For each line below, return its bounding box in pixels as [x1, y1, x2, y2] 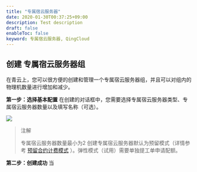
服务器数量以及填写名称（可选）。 [21, 103, 102, 110]
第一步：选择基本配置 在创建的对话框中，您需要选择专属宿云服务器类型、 [6, 95, 183, 103]
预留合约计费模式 [27, 147, 69, 154]
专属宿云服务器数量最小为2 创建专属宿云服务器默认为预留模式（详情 [20, 139, 185, 146]
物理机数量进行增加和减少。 [6, 83, 74, 90]
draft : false [6, 25, 38, 31]
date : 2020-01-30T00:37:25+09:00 [6, 14, 88, 20]
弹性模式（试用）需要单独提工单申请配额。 [77, 147, 181, 154]
